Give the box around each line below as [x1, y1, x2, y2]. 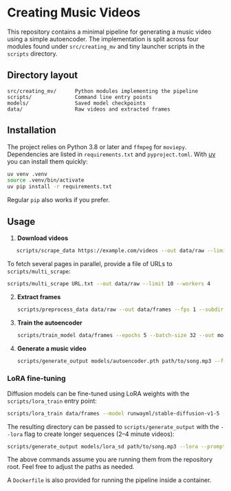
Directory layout [7, 69, 78, 81]
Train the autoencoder [16, 318, 82, 327]
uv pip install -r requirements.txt [7, 184, 112, 190]
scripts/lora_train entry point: [7, 397, 98, 405]
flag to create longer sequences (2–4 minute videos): [23, 430, 175, 438]
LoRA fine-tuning [7, 373, 67, 383]
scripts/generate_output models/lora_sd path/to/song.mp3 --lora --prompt [7, 443, 226, 450]
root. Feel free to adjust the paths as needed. [7, 463, 135, 471]
